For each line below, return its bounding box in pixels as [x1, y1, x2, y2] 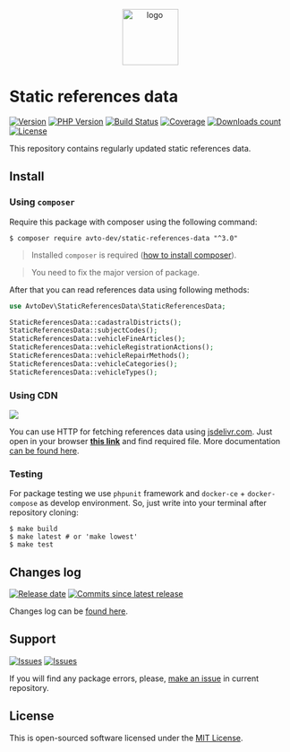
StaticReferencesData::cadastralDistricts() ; [9, 318, 182, 327]
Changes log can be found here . [9, 606, 128, 616]
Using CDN [9, 389, 58, 401]
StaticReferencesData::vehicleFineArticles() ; [9, 335, 186, 344]
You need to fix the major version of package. [30, 267, 200, 277]
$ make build [9, 525, 58, 534]
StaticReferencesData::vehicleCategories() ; [9, 359, 178, 368]
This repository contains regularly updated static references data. [9, 143, 252, 153]
